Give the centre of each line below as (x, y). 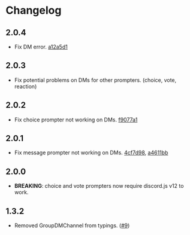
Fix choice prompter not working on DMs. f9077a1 (76, 120)
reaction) (25, 86)
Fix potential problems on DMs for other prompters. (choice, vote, (95, 80)
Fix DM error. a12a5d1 (41, 47)
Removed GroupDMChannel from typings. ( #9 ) (72, 225)
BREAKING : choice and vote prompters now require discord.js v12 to (99, 186)
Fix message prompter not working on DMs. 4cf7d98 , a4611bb (91, 152)
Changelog (34, 10)
